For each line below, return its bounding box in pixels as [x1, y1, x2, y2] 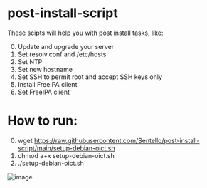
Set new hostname [17, 65, 73, 73]
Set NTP [17, 57, 43, 66]
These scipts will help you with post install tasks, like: [7, 28, 164, 37]
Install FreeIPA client [17, 80, 78, 88]
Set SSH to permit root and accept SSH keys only [17, 73, 162, 81]
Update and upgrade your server [17, 42, 115, 51]
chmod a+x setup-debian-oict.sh [17, 151, 115, 160]
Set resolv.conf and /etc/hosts [17, 50, 107, 58]
